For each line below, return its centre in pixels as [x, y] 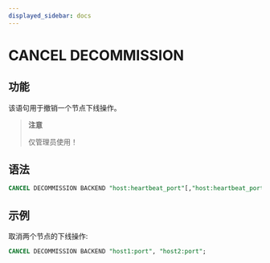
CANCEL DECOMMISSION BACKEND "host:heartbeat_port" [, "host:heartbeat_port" [138, 188]
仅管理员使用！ [53, 142]
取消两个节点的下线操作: [48, 237]
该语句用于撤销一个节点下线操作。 [65, 107]
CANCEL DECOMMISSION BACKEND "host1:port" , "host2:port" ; [107, 252]
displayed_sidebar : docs [50, 16]
